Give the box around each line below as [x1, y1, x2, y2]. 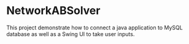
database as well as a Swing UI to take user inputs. [6, 30, 135, 37]
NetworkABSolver [6, 4, 101, 18]
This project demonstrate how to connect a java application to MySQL [6, 24, 183, 31]
